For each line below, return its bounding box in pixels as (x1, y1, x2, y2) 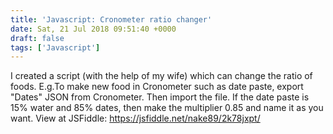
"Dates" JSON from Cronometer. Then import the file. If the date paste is (10, 91, 310, 103)
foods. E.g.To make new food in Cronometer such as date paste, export (10, 81, 304, 93)
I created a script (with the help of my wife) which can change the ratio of (10, 70, 313, 82)
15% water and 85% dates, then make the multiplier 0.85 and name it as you (10, 102, 324, 114)
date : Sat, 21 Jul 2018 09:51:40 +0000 (10, 24, 177, 34)
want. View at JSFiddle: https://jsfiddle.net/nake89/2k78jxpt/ (10, 112, 261, 125)
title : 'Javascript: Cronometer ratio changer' (10, 14, 213, 25)
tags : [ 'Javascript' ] (10, 42, 101, 53)
